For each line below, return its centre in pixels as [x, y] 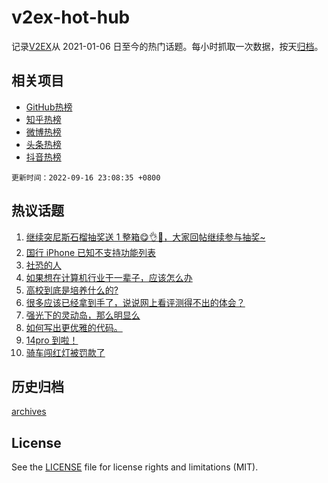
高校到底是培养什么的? [72, 290]
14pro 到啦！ [52, 340]
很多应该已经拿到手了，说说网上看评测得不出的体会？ [135, 302]
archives [29, 412]
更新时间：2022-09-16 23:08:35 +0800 [86, 177]
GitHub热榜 [49, 107]
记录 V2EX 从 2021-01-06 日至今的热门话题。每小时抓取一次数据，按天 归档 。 [167, 46]
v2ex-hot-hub [71, 17]
